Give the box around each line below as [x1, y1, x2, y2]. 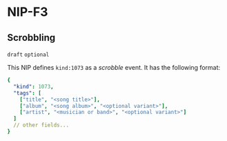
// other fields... [13, 122, 70, 129]
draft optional [7, 51, 50, 58]
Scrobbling [7, 32, 56, 44]
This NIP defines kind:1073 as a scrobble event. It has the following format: [7, 64, 221, 71]
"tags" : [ [13, 89, 41, 97]
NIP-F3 [7, 4, 48, 20]
